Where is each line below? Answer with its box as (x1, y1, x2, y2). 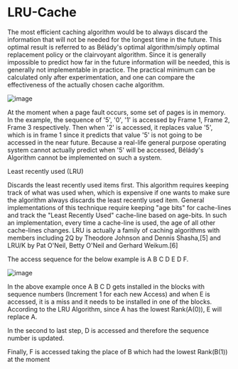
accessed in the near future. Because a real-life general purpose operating (7, 138, 227, 146)
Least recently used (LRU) (7, 167, 84, 175)
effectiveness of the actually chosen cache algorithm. (7, 80, 165, 89)
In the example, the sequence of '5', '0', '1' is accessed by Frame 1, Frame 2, (7, 115, 230, 124)
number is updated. (7, 334, 65, 342)
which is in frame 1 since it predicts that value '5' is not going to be (7, 131, 202, 139)
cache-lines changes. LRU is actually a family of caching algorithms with (7, 226, 220, 234)
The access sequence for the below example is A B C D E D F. (7, 255, 189, 263)
